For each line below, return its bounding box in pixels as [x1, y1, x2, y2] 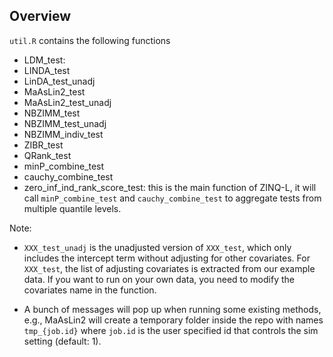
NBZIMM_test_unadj [23, 117, 107, 129]
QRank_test [23, 149, 72, 161]
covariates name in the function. [23, 284, 157, 296]
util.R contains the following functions [9, 34, 171, 46]
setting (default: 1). [23, 335, 102, 347]
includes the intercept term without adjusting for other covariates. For [23, 252, 311, 264]
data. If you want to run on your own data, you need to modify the [23, 273, 295, 285]
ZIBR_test [23, 139, 64, 151]
